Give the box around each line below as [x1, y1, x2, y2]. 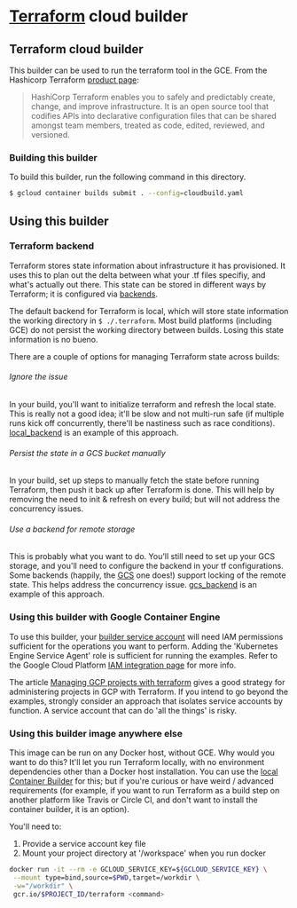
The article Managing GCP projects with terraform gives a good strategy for [9, 676, 285, 687]
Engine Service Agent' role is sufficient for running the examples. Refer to [9, 650, 277, 660]
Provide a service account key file [21, 839, 146, 849]
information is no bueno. [9, 334, 99, 344]
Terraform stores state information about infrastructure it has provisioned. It [9, 260, 285, 271]
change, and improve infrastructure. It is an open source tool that [30, 101, 269, 112]
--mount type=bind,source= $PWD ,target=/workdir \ [12, 872, 200, 882]
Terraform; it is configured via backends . [9, 288, 158, 299]
